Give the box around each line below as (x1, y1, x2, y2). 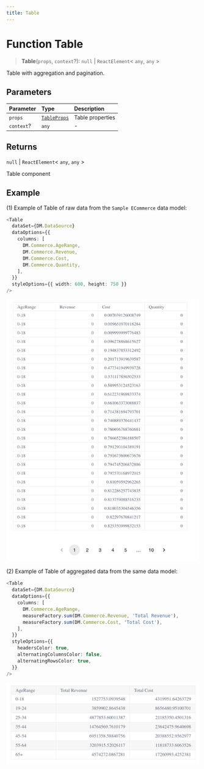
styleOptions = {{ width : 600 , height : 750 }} (12, 281, 127, 287)
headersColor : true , (17, 645, 70, 651)
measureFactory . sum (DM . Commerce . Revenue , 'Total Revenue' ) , (22, 613, 179, 619)
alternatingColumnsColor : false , (17, 651, 103, 657)
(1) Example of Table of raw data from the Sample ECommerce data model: (6, 204, 188, 211)
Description (74, 105, 105, 112)
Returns (6, 142, 38, 153)
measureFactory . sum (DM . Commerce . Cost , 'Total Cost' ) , (22, 619, 163, 625)
